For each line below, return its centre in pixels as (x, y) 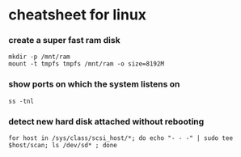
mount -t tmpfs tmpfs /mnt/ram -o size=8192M (86, 64)
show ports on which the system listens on (94, 84)
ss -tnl (21, 101)
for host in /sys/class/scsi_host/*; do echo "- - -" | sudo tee (120, 138)
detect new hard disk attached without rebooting (106, 121)
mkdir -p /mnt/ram (39, 57)
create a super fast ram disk (64, 40)
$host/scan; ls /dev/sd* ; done (63, 146)
